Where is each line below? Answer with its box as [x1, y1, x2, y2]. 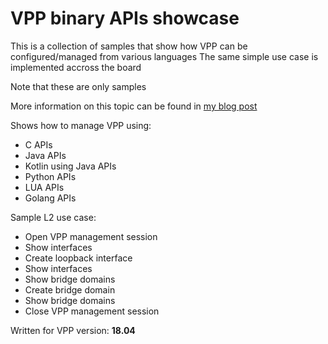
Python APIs [24, 170, 77, 182]
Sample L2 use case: [10, 211, 97, 223]
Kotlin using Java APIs [24, 160, 117, 172]
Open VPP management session [24, 230, 158, 242]
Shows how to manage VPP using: [10, 119, 152, 131]
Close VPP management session [24, 305, 160, 317]
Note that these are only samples [10, 80, 147, 92]
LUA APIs [24, 181, 65, 193]
